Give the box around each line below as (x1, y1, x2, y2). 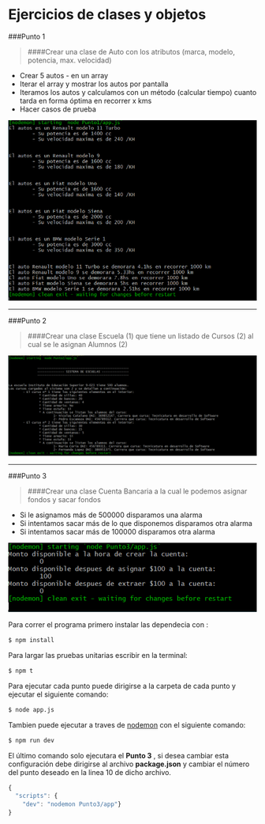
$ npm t (8, 667, 34, 675)
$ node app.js (8, 705, 55, 713)
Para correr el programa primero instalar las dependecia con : (8, 620, 209, 629)
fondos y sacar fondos (27, 494, 101, 504)
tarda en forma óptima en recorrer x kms (19, 96, 152, 105)
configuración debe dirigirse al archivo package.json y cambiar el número (8, 759, 250, 769)
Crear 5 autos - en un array (19, 70, 109, 80)
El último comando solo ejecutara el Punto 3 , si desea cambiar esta (8, 750, 230, 760)
